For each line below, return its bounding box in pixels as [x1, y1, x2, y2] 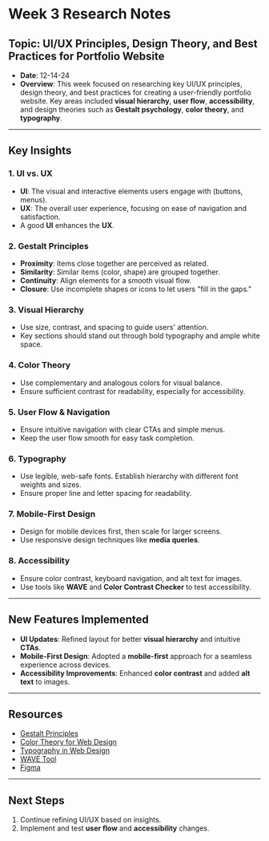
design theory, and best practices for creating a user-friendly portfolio [19, 87, 252, 97]
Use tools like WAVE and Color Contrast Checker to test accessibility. [19, 582, 252, 591]
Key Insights [8, 144, 72, 157]
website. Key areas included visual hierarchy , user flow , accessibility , [19, 96, 255, 105]
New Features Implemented [8, 613, 150, 627]
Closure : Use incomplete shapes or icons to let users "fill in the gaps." [19, 284, 252, 294]
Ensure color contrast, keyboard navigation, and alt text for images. [19, 573, 243, 583]
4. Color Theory [8, 360, 71, 371]
